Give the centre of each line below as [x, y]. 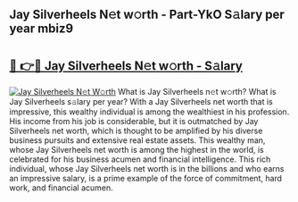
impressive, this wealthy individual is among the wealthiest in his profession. [149, 112]
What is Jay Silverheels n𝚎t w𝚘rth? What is [197, 92]
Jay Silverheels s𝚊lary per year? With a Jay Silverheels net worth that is [141, 101]
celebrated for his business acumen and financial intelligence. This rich [140, 159]
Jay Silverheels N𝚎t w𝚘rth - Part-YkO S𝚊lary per [147, 15]
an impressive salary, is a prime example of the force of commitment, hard [146, 178]
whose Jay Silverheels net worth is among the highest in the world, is [137, 150]
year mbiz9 [41, 29]
